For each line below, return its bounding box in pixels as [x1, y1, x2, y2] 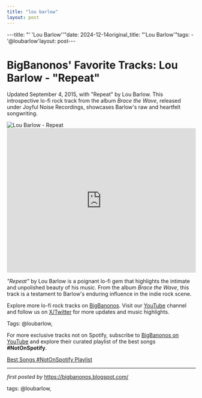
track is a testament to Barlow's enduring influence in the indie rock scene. [7, 291, 192, 298]
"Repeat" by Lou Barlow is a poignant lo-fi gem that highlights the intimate [7, 277, 191, 285]
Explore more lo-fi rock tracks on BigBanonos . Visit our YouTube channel [7, 302, 187, 309]
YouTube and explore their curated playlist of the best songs [7, 338, 156, 345]
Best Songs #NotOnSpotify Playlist [7, 356, 92, 363]
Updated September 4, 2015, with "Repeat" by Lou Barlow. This [7, 91, 164, 98]
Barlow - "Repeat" [7, 71, 100, 85]
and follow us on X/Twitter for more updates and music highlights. [7, 309, 170, 316]
